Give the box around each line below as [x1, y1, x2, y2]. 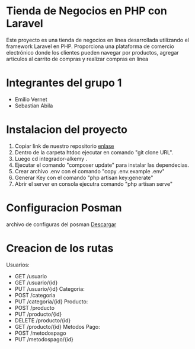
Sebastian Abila [14, 102, 53, 109]
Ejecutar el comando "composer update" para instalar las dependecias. [14, 161, 190, 169]
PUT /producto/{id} [14, 310, 62, 318]
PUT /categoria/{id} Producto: [14, 298, 88, 305]
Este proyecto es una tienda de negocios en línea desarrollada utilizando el [6, 36, 190, 43]
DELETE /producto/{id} [14, 316, 71, 324]
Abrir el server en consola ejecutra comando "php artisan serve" [14, 180, 173, 188]
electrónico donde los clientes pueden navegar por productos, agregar [6, 49, 179, 56]
